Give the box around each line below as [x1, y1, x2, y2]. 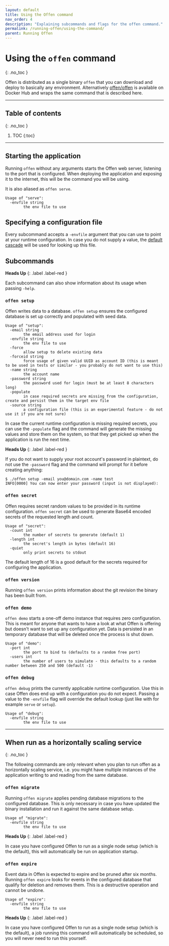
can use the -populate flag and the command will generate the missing [5, 426, 152, 432]
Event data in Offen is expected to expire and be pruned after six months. [5, 871, 157, 877]
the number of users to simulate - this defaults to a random [23, 659, 156, 664]
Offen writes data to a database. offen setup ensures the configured [5, 308, 147, 314]
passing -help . [5, 285, 36, 291]
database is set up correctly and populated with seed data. [5, 314, 127, 320]
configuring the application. [5, 564, 63, 570]
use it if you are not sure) [5, 412, 66, 417]
